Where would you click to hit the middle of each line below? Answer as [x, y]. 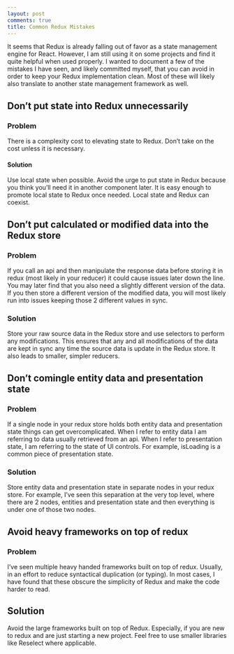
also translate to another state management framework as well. [98, 84]
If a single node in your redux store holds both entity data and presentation [115, 424]
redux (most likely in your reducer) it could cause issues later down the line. [116, 278]
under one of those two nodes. [52, 510]
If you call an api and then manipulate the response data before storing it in [115, 270]
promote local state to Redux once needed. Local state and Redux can [108, 195]
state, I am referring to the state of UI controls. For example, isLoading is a [114, 446]
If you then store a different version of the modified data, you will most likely [117, 293]
